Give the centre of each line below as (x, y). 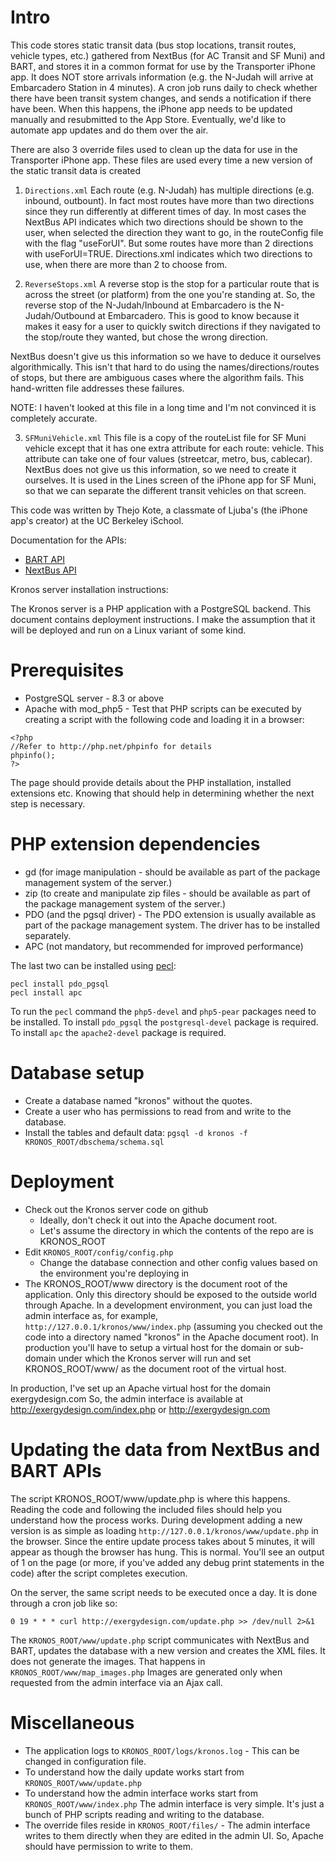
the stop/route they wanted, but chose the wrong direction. (146, 337)
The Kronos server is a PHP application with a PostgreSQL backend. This (161, 608)
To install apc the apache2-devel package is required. (118, 1032)
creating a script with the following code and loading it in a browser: (164, 719)
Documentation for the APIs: (68, 540)
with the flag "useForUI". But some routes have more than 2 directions (169, 243)
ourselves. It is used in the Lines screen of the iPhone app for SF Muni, (170, 480)
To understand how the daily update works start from (134, 1772)
